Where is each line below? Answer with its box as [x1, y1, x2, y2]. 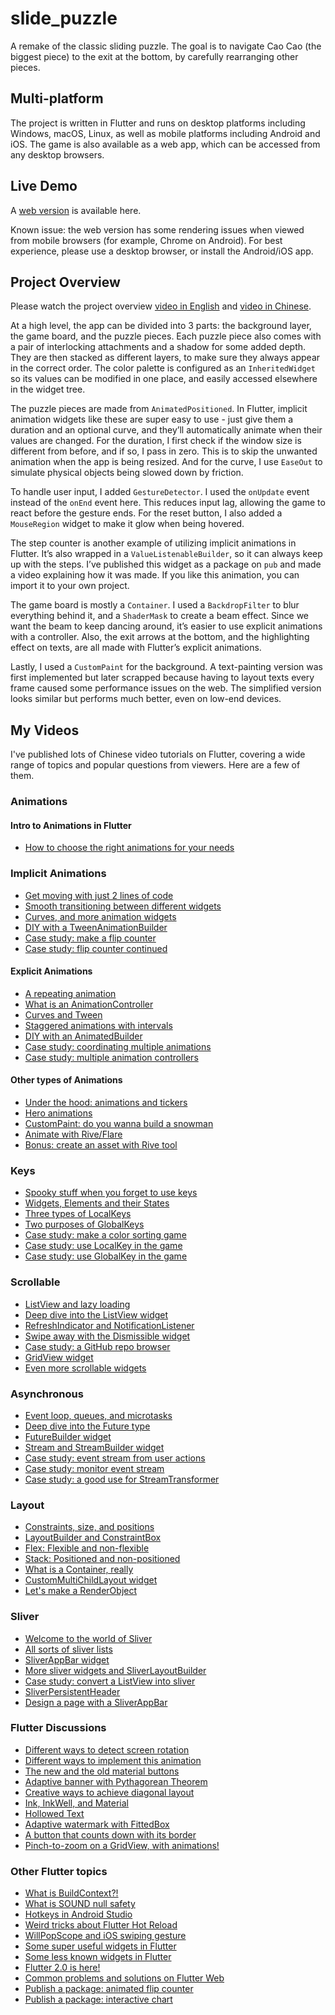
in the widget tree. [10, 383, 86, 396]
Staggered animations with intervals [24, 1019, 173, 1031]
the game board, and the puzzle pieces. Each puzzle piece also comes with [10, 330, 322, 342]
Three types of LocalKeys [24, 1208, 132, 1220]
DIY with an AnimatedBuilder [24, 1030, 143, 1042]
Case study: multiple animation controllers [24, 1051, 199, 1063]
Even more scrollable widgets [24, 1362, 147, 1374]
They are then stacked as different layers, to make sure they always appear [10, 352, 321, 364]
